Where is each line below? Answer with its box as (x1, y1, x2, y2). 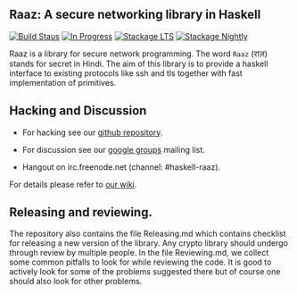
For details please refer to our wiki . (9, 179, 137, 190)
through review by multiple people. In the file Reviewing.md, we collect (9, 248, 269, 258)
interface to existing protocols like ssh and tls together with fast (9, 67, 243, 79)
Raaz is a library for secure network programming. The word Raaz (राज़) (9, 48, 268, 59)
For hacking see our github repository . (21, 127, 163, 138)
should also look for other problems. (9, 276, 143, 287)
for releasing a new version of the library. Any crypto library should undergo (9, 238, 288, 249)
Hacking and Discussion (9, 103, 147, 119)
